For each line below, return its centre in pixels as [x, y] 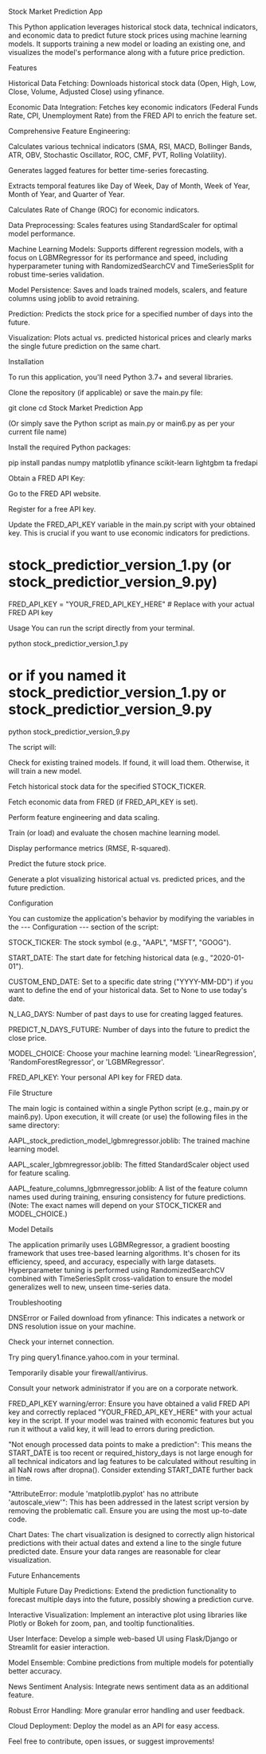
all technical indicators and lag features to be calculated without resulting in [132, 1461]
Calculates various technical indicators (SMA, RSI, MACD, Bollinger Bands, [130, 146]
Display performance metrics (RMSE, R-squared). [90, 848]
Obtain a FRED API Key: [47, 478]
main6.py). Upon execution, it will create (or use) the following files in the [128, 1116]
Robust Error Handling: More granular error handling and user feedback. [127, 1710]
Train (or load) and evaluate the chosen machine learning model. [114, 833]
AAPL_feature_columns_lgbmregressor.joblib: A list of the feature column [128, 1188]
